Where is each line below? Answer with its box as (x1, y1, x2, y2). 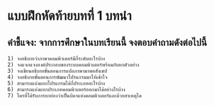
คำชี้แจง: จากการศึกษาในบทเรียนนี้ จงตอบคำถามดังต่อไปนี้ (7, 36, 208, 48)
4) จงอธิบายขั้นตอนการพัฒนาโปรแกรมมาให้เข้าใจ (7, 73, 108, 81)
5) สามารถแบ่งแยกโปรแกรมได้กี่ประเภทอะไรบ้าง (7, 80, 105, 87)
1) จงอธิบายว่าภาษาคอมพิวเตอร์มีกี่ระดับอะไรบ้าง (7, 55, 106, 62)
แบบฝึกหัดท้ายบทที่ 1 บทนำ (7, 8, 133, 24)
